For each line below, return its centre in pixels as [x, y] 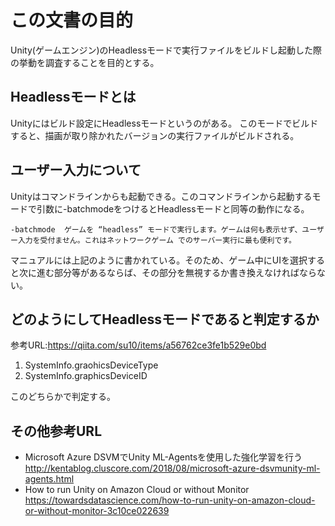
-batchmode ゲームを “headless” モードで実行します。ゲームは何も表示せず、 [156, 229]
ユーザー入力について [76, 170]
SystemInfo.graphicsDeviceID [86, 376]
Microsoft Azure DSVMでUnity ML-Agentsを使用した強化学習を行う [163, 457]
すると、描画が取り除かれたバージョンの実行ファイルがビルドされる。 [155, 135]
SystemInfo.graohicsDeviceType [91, 365]
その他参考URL [56, 431]
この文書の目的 [72, 20]
